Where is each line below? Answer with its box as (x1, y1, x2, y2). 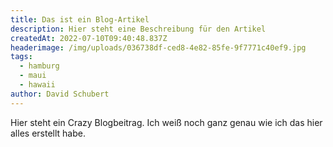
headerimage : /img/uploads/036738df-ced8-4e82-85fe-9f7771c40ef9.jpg (10, 42, 307, 53)
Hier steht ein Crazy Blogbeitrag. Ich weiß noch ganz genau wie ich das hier (10, 116, 323, 128)
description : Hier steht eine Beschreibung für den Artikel (10, 24, 267, 34)
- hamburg (19, 61, 60, 71)
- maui (19, 71, 47, 81)
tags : (10, 52, 33, 62)
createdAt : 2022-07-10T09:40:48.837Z (10, 33, 168, 43)
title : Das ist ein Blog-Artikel (10, 14, 150, 25)
